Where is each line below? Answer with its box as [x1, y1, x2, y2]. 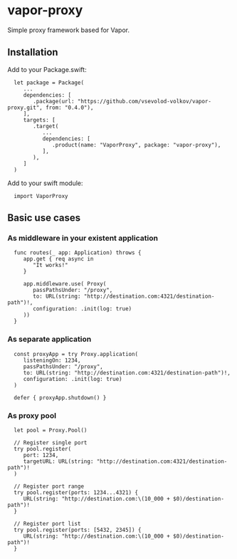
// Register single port [14, 439, 88, 446]
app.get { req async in [23, 256, 94, 263]
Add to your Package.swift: [7, 65, 87, 73]
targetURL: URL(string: [23, 458, 94, 465]
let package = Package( [14, 79, 84, 86]
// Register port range [14, 483, 84, 490]
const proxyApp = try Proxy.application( [14, 350, 139, 357]
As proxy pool [7, 410, 57, 420]
